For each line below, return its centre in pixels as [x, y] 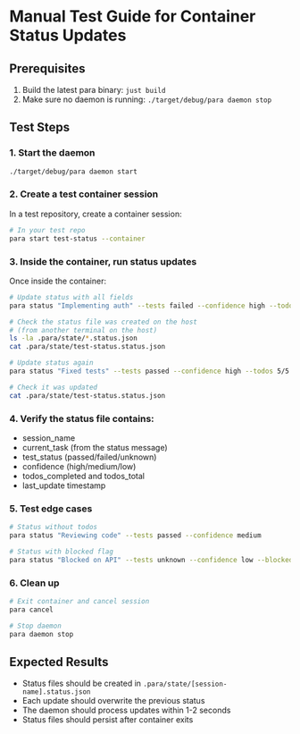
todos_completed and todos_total [83, 476]
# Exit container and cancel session [79, 602]
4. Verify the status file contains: [82, 418]
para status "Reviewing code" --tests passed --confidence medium [135, 536]
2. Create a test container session [84, 194]
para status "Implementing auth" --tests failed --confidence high [137, 306]
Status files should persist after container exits [108, 720]
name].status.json [56, 692]
